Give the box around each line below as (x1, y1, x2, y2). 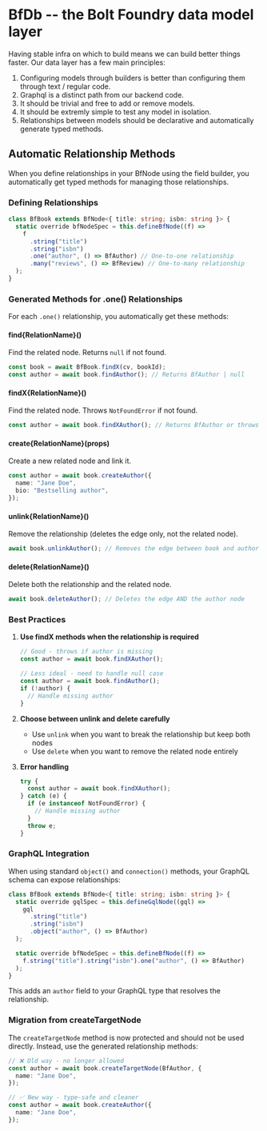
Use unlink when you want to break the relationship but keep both (31, 729, 251, 739)
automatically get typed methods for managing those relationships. (8, 177, 229, 186)
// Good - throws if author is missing (19, 648, 153, 656)
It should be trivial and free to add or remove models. (19, 98, 195, 108)
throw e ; (27, 821, 57, 829)
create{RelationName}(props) (8, 438, 110, 448)
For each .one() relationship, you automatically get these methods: (8, 312, 229, 322)
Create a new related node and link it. (8, 456, 132, 466)
